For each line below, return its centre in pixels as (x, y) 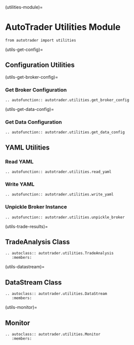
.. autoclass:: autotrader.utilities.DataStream (56, 294)
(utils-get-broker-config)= (32, 77)
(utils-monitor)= (21, 307)
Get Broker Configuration (36, 90)
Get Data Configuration (34, 122)
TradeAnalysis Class (38, 242)
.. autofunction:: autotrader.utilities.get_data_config (65, 132)
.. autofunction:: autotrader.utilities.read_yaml (58, 172)
